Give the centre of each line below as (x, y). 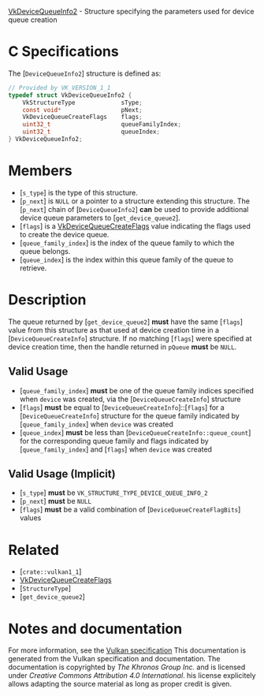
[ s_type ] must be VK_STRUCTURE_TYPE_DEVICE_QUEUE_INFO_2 (113, 493)
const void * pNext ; (83, 110)
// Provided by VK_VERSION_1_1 (59, 87)
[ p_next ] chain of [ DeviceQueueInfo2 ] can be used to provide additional (134, 209)
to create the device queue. (64, 234)
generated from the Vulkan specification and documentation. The (114, 659)
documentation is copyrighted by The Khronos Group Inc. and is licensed (127, 667)
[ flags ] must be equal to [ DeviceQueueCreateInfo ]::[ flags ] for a (122, 407)
